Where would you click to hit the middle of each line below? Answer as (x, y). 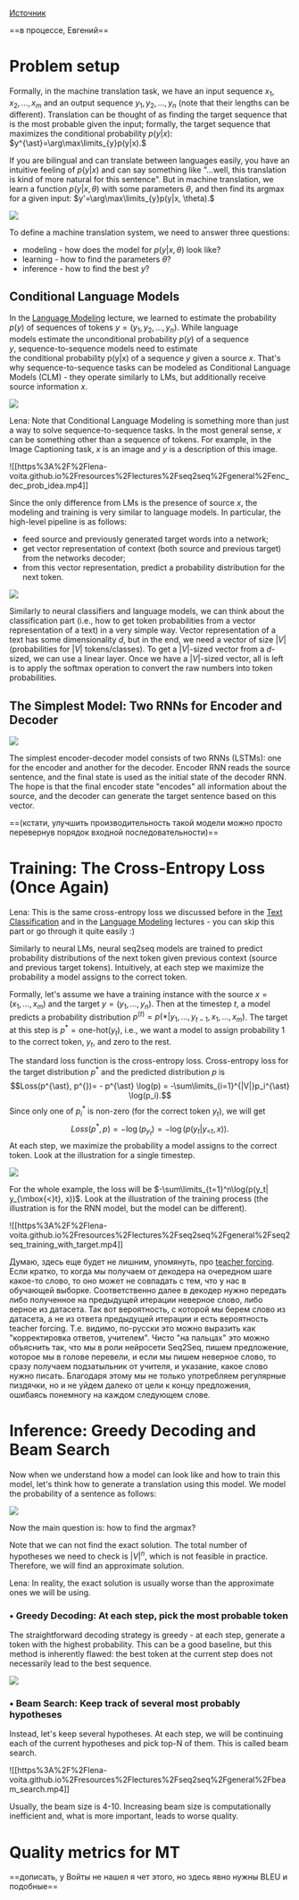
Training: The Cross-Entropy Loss (137, 868)
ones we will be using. (50, 1592)
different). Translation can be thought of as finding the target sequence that (148, 114)
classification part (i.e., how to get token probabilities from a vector (133, 621)
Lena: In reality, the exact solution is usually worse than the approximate (142, 1583)
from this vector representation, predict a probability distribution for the (154, 567)
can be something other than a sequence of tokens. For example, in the (141, 440)
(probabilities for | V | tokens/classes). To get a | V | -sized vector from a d (141, 649)
